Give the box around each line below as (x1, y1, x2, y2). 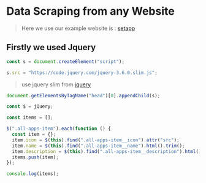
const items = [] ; (6, 114, 53, 121)
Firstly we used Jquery (6, 42, 96, 53)
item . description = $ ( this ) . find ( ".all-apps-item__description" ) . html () (12, 148, 202, 154)
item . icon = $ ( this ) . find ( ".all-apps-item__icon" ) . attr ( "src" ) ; (12, 136, 180, 143)
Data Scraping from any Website (6, 4, 175, 18)
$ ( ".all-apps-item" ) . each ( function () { (6, 125, 112, 132)
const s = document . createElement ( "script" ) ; (6, 58, 124, 65)
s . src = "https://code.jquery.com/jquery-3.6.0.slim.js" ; (6, 69, 158, 76)
